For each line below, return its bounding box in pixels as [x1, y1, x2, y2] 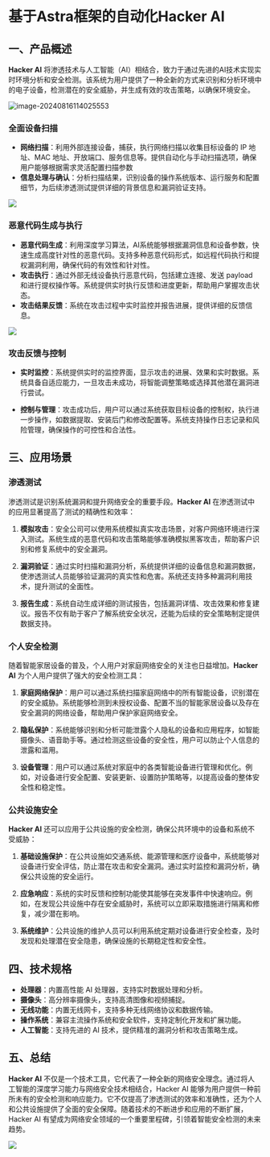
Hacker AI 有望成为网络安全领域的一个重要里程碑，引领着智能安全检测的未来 [8, 1113, 261, 1124]
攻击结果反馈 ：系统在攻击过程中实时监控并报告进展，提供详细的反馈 [19, 300, 246, 310]
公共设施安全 [8, 804, 59, 815]
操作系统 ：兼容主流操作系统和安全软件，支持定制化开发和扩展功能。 [19, 1014, 246, 1024]
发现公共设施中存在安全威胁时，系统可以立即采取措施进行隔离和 [41, 899, 253, 909]
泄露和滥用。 [19, 744, 63, 754]
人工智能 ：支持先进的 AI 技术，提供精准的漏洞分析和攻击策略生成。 [19, 1025, 243, 1035]
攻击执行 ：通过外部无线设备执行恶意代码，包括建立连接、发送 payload [19, 270, 253, 280]
